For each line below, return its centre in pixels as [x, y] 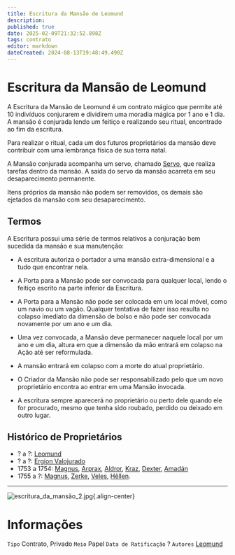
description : [26, 20]
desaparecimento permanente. [52, 178]
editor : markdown [33, 46]
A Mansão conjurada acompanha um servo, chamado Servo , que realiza [111, 163]
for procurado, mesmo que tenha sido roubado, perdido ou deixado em [120, 407]
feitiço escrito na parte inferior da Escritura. [80, 288]
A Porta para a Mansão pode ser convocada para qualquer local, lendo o [122, 280]
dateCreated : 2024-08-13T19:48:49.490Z [65, 53]
